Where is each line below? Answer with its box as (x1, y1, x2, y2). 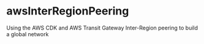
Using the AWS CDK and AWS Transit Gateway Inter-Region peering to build (6, 24, 198, 31)
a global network (6, 30, 49, 37)
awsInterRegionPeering (6, 4, 129, 18)
